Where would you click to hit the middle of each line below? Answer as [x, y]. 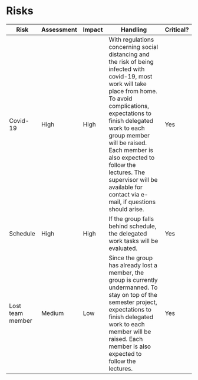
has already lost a [133, 265]
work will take [128, 84]
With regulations [131, 40]
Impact [93, 30]
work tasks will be [133, 241]
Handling [134, 30]
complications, [129, 106]
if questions [139, 202]
